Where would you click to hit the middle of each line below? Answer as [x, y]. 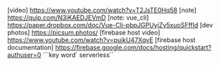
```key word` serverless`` [79, 55]
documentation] [31, 47]
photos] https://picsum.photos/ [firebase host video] [84, 32]
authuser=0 [24, 55]
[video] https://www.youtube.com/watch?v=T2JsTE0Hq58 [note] [102, 10]
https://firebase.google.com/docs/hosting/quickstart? [134, 47]
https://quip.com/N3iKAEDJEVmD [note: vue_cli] [78, 18]
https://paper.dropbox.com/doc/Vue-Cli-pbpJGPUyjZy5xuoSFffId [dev [110, 25]
